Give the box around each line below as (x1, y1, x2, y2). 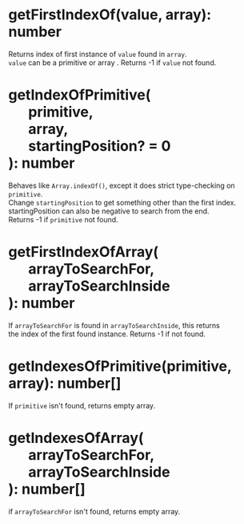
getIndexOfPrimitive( (8, 86, 151, 104)
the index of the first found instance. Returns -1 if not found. (8, 329, 206, 339)
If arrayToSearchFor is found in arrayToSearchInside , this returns (8, 320, 220, 330)
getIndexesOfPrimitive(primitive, (8, 357, 232, 375)
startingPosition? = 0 (27, 137, 171, 156)
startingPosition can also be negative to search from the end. (8, 206, 210, 216)
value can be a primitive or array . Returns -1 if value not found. (8, 58, 217, 67)
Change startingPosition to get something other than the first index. (8, 197, 237, 207)
